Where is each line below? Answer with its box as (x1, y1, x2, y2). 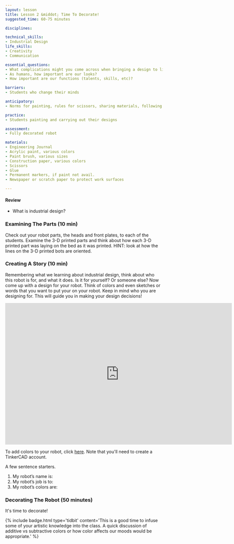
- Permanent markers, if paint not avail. (5, 172, 95, 177)
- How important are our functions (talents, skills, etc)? (5, 76, 133, 81)
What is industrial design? (12, 208, 66, 214)
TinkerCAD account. (5, 453, 47, 460)
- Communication (5, 53, 39, 58)
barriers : (5, 85, 26, 90)
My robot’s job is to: (12, 478, 53, 484)
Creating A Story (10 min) (5, 260, 68, 267)
